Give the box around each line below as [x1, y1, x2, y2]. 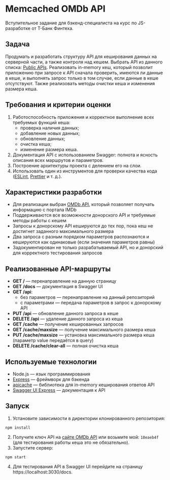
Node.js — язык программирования [12, 371, 90, 377]
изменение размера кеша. [20, 146, 78, 152]
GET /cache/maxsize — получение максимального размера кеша [12, 327, 156, 333]
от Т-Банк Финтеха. [31, 25, 74, 31]
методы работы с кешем [12, 218, 67, 224]
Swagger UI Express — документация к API [12, 387, 106, 393]
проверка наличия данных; [20, 125, 80, 131]
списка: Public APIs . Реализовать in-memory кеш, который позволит [5, 64, 153, 70]
